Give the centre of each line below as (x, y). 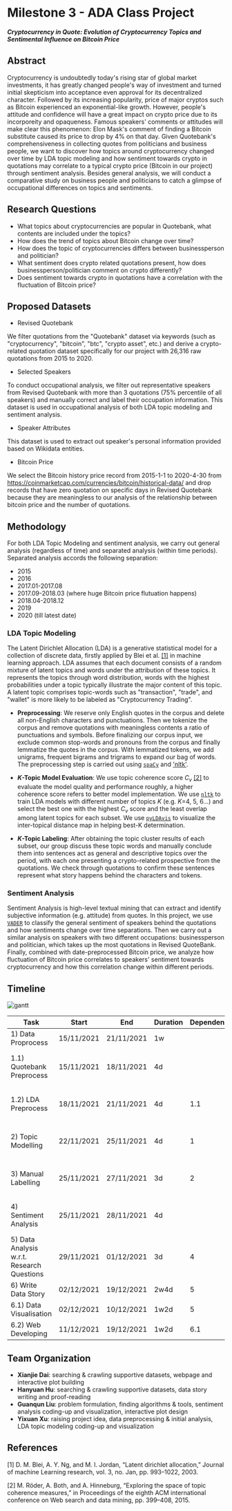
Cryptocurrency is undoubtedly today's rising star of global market (102, 77)
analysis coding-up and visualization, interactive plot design (103, 1412)
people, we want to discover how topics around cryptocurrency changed (111, 151)
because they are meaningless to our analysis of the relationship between (112, 497)
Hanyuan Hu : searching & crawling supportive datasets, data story (112, 1389)
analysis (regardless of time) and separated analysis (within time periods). (113, 551)
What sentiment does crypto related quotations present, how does (112, 263)
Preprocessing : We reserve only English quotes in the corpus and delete (120, 713)
